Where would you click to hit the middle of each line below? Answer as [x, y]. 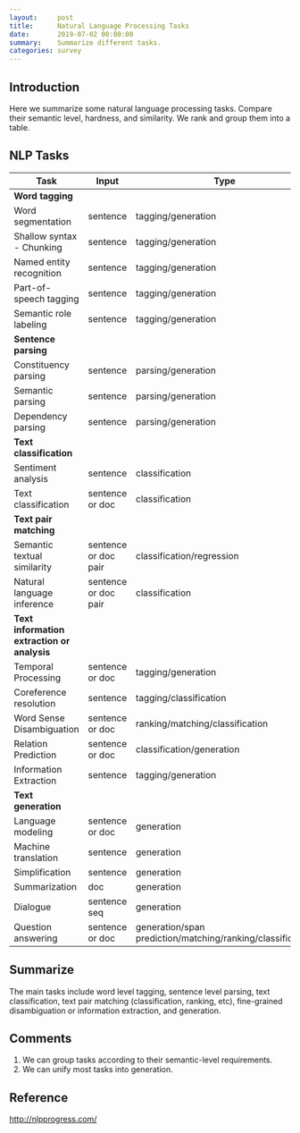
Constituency [42, 365]
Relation [31, 743]
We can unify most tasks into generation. [98, 1070]
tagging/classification [181, 698]
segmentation [42, 222]
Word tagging [43, 196]
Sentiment [35, 468]
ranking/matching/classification [202, 723]
